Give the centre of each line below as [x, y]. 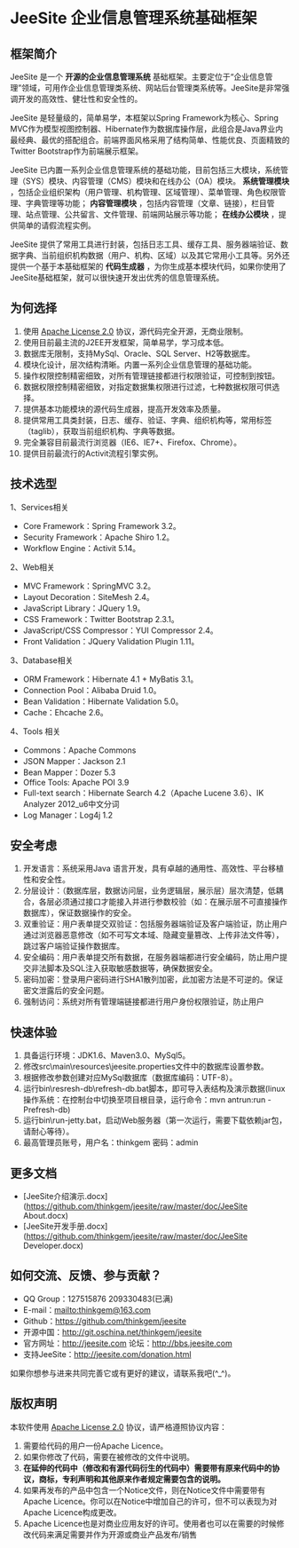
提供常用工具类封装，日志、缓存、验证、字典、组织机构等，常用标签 [147, 420]
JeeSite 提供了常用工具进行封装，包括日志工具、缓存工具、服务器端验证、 [146, 244]
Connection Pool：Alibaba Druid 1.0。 [92, 690]
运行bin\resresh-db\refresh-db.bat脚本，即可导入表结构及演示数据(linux [154, 1089]
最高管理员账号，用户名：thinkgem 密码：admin [110, 1142]
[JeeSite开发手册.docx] [65, 1227]
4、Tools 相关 [35, 731]
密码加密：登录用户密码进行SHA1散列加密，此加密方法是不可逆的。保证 [153, 979]
